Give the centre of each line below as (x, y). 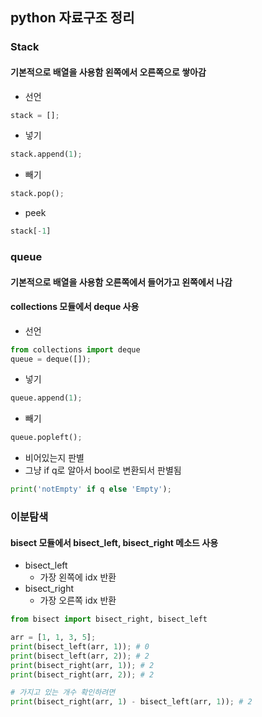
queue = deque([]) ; (51, 359)
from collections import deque (75, 349)
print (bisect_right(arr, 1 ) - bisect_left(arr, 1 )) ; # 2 (131, 702)
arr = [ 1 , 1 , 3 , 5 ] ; (53, 638)
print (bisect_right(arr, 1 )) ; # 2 (82, 665)
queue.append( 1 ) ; (46, 398)
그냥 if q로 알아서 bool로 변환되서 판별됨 (103, 470)
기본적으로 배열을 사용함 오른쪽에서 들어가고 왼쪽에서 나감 (121, 282)
